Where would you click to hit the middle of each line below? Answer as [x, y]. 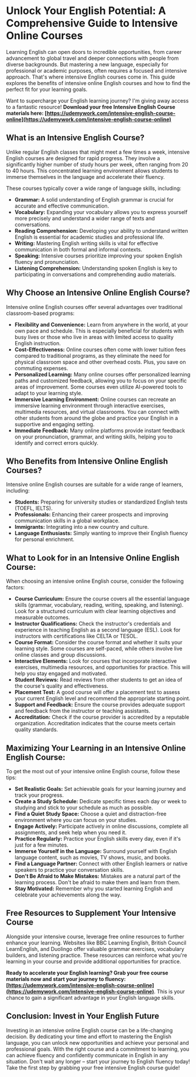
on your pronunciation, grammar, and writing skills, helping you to [93, 436]
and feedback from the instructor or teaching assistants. [82, 711]
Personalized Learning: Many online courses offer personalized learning [102, 374]
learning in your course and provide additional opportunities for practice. [94, 961]
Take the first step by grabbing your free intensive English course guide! [93, 1068]
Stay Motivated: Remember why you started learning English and [94, 889]
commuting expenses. [41, 368]
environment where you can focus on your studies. [76, 820]
